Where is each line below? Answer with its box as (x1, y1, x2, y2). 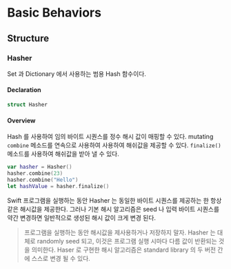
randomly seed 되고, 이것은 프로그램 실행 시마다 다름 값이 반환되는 (37, 236, 217, 245)
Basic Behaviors (7, 5, 102, 21)
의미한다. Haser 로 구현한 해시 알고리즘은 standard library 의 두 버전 (31, 245, 216, 254)
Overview (7, 116, 36, 124)
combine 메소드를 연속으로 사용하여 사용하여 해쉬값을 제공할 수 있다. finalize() (7, 141, 222, 149)
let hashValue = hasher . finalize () (7, 183, 110, 189)
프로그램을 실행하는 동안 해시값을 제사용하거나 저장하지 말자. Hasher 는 (23, 228, 216, 236)
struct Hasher (7, 102, 48, 109)
